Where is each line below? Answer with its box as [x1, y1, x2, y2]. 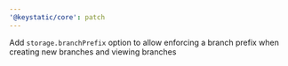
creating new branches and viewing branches [9, 46, 177, 57]
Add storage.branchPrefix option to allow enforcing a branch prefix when [9, 37, 280, 48]
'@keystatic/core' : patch [9, 12, 105, 22]
